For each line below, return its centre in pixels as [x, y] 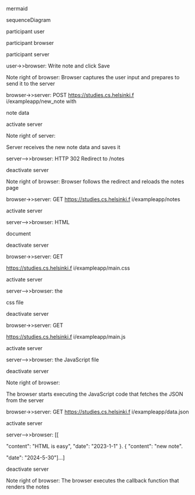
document [19, 234]
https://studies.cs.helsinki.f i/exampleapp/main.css [68, 268]
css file [15, 302]
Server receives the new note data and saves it [63, 147]
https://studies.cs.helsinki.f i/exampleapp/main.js [66, 337]
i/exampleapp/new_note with [41, 101]
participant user [25, 31]
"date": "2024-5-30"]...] [35, 457]
